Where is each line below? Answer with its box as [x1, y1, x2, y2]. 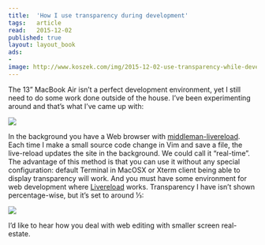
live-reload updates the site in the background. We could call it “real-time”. [8, 148, 251, 158]
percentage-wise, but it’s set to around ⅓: [8, 190, 144, 200]
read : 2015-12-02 [8, 26, 73, 34]
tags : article [8, 19, 62, 27]
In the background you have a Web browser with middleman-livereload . [8, 131, 241, 141]
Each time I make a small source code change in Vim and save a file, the [8, 140, 243, 149]
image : [8, 63, 30, 71]
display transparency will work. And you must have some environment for [8, 173, 247, 183]
